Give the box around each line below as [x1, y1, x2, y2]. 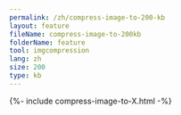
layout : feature [9, 21, 70, 30]
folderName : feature [9, 37, 86, 47]
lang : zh [9, 54, 42, 63]
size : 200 [9, 63, 46, 72]
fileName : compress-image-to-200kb [9, 29, 142, 38]
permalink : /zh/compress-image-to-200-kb [9, 12, 166, 22]
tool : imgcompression [9, 46, 90, 55]
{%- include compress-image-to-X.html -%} [9, 95, 172, 106]
